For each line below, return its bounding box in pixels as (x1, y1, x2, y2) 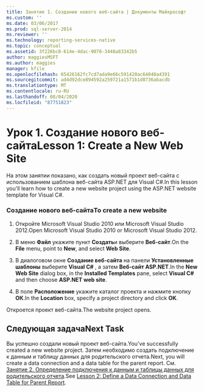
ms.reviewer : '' (6, 32, 47, 38)
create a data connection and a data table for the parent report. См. (6, 359, 177, 366)
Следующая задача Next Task (6, 324, 124, 334)
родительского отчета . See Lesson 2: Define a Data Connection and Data (6, 372, 192, 379)
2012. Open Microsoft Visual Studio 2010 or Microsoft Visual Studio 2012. (15, 226, 197, 234)
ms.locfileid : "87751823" (6, 99, 72, 105)
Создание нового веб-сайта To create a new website (6, 206, 167, 215)
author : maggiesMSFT (6, 54, 59, 60)
